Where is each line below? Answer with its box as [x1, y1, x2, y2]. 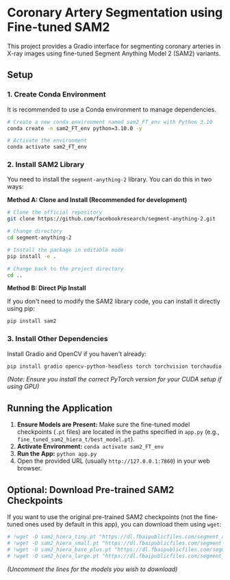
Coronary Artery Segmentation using [7, 5, 223, 21]
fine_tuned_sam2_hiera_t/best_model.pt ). [16, 435, 135, 443]
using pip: [7, 305, 36, 313]
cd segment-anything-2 [7, 234, 72, 241]
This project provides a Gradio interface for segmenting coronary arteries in [7, 42, 221, 50]
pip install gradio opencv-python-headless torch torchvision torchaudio [7, 363, 222, 370]
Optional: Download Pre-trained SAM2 [7, 484, 175, 496]
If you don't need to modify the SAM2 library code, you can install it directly [7, 297, 220, 305]
